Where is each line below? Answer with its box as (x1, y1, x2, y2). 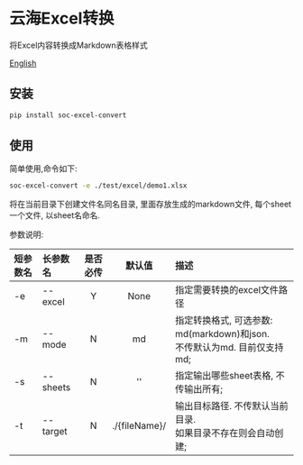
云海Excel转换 (9, 8, 115, 29)
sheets (41, 381, 71, 394)
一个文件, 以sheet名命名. (9, 210, 101, 221)
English (9, 58, 37, 68)
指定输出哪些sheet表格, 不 (174, 369, 286, 382)
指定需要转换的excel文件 (174, 284, 280, 296)
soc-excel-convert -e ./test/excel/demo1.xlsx (9, 181, 188, 190)
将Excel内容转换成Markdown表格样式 (9, 40, 149, 50)
